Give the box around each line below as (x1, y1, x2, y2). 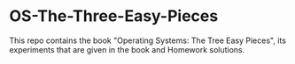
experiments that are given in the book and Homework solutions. (9, 44, 245, 54)
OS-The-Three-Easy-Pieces (9, 6, 219, 26)
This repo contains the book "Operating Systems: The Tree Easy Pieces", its (9, 35, 286, 46)
